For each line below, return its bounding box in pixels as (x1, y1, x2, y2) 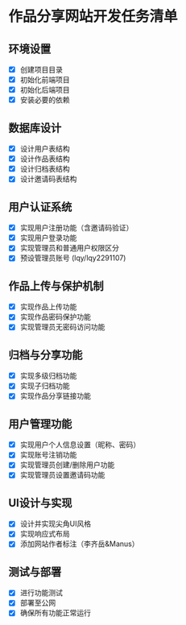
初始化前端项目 (19, 75, 70, 85)
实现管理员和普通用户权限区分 (19, 243, 119, 253)
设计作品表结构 (19, 154, 70, 163)
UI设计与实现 (8, 496, 72, 510)
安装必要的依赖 (19, 95, 70, 105)
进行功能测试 (19, 588, 63, 598)
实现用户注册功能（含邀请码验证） (19, 223, 134, 233)
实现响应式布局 (19, 529, 70, 539)
